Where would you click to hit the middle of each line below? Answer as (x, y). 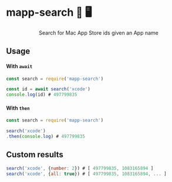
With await (19, 66)
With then (18, 108)
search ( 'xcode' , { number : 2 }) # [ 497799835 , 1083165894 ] (80, 168)
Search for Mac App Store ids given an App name (99, 33)
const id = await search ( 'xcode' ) (48, 89)
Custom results (35, 155)
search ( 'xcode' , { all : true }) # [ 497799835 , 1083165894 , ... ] (86, 174)
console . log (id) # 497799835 (42, 95)
